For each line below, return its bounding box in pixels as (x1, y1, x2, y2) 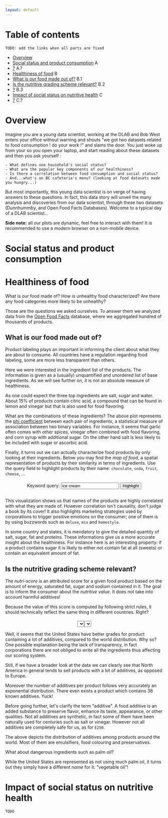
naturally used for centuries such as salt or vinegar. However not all (5, 719, 145, 725)
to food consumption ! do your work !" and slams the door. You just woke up (5, 142, 162, 148)
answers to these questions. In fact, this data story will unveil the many (5, 194, 151, 200)
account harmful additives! (5, 594, 61, 600)
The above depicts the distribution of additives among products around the (5, 734, 160, 740)
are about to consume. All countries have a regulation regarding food (5, 352, 148, 358)
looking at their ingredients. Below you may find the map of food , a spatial (5, 455, 158, 461)
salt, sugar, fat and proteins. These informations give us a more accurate (5, 534, 155, 540)
